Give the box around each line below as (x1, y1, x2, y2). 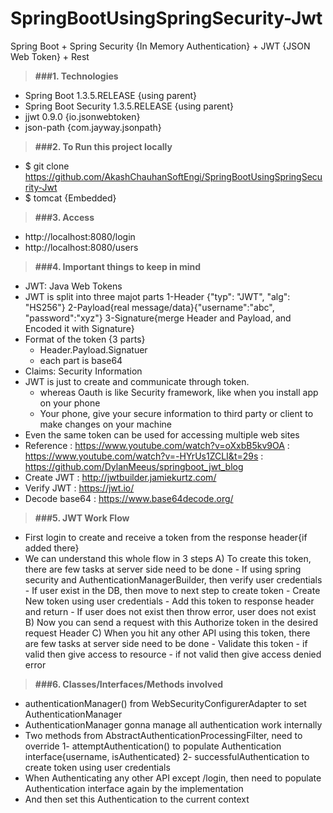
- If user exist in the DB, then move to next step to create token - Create (24, 584, 321, 596)
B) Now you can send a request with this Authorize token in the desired (24, 616, 319, 628)
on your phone (39, 397, 101, 409)
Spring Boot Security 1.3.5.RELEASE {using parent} (24, 100, 234, 112)
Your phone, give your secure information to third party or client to (39, 407, 314, 419)
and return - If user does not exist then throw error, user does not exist (24, 605, 317, 617)
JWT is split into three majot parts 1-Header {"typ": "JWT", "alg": (24, 290, 291, 302)
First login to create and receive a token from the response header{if (24, 531, 308, 543)
